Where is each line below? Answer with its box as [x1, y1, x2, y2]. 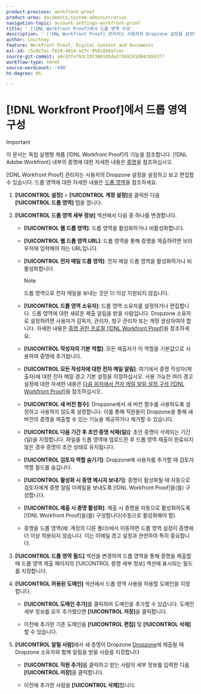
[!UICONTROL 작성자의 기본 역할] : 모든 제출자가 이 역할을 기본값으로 [23, 345, 185, 352]
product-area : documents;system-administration [6, 14, 127, 20]
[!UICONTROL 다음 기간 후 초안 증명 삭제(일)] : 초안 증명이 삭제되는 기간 [23, 428, 191, 436]
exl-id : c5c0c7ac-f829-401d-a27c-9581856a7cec [6, 48, 124, 54]
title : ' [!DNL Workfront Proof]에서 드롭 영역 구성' [6, 25, 133, 32]
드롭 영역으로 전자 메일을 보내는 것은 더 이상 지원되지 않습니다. [23, 290, 169, 297]
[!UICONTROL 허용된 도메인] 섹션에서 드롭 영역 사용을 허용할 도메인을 [14, 580, 179, 588]
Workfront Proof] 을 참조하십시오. [23, 388, 103, 395]
